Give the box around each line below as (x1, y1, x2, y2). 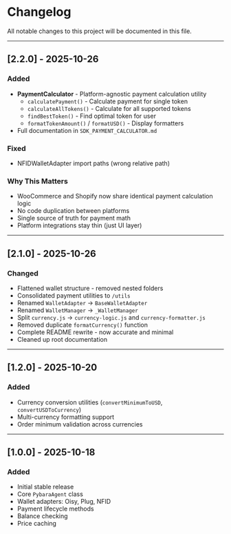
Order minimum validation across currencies (16, 420, 143, 428)
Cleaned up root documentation (16, 335, 108, 343)
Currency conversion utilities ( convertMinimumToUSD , (16, 398, 163, 407)
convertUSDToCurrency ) (16, 405, 82, 413)
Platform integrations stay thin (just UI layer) (16, 221, 142, 229)
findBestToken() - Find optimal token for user (27, 112, 157, 120)
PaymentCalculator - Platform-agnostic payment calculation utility (16, 90, 207, 98)
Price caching (16, 520, 57, 528)
